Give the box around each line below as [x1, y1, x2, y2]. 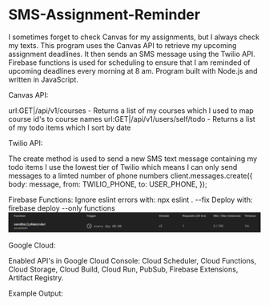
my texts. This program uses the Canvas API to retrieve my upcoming [8, 40, 237, 50]
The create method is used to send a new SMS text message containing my [8, 154, 258, 163]
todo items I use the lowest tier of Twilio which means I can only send [8, 162, 238, 171]
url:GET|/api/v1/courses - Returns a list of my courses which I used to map [8, 106, 254, 115]
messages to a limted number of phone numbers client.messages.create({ [8, 171, 253, 180]
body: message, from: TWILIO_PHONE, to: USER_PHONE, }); [8, 179, 208, 189]
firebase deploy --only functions [8, 203, 116, 213]
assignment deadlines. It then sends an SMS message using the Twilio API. [8, 49, 256, 58]
